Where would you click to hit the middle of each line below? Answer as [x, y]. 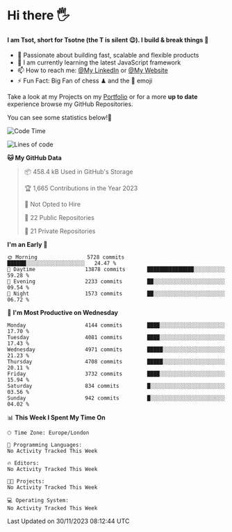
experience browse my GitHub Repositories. [70, 104]
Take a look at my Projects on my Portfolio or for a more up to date [102, 97]
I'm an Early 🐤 [27, 245]
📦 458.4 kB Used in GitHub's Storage [78, 172]
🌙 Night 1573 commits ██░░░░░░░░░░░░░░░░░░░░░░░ [116, 294]
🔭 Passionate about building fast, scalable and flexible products [108, 55]
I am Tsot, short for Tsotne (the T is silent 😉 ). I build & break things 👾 [108, 40]
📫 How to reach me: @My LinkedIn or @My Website [92, 70]
